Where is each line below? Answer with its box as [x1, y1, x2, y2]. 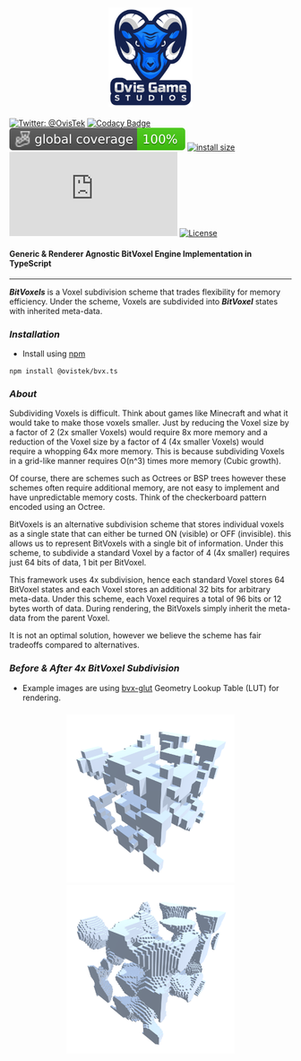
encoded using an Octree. [9, 502, 106, 513]
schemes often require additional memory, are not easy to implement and [9, 483, 280, 494]
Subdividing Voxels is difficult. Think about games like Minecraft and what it [9, 408, 288, 419]
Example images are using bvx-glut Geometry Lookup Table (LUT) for [21, 682, 279, 693]
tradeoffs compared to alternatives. [9, 640, 141, 651]
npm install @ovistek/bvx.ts [9, 366, 118, 375]
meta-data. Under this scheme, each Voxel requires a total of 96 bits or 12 [9, 593, 282, 604]
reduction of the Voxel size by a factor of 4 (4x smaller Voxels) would [9, 436, 264, 447]
